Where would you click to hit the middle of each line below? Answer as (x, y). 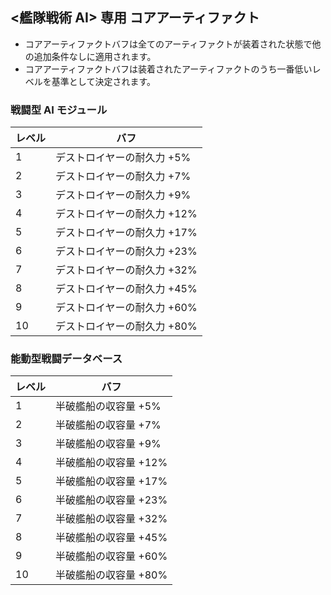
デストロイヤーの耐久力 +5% (123, 158)
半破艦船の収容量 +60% (111, 556)
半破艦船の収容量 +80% (111, 575)
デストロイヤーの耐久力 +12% (126, 214)
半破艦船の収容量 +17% (111, 481)
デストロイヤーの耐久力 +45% (126, 289)
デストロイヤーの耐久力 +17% (126, 233)
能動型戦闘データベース (66, 359)
